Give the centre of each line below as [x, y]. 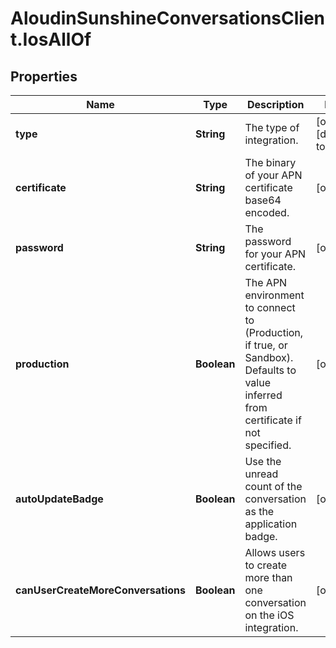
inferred [263, 395]
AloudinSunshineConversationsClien [168, 18]
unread [261, 474]
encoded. [267, 212]
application [271, 524]
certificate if [273, 420]
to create [266, 565]
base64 [263, 200]
